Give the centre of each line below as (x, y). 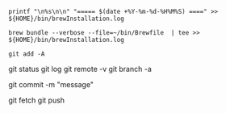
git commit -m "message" (51, 84)
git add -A (27, 54)
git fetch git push (37, 100)
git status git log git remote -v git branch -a (80, 69)
